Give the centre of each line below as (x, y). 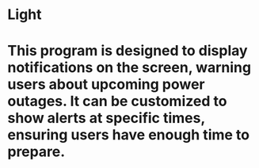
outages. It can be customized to (117, 101)
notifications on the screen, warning (129, 68)
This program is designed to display (128, 51)
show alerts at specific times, (106, 118)
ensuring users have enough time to (129, 135)
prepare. (36, 152)
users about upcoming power (106, 84)
